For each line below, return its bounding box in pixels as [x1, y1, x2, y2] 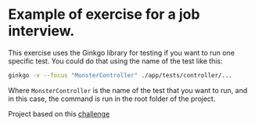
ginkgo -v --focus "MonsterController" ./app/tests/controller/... [8, 71, 233, 79]
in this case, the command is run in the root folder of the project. [8, 94, 216, 103]
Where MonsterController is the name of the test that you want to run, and [8, 85, 248, 95]
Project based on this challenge [8, 109, 110, 118]
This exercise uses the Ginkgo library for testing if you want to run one [8, 48, 235, 57]
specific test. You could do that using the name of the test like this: [8, 56, 223, 66]
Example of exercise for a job [8, 5, 200, 23]
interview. [8, 22, 75, 40]
